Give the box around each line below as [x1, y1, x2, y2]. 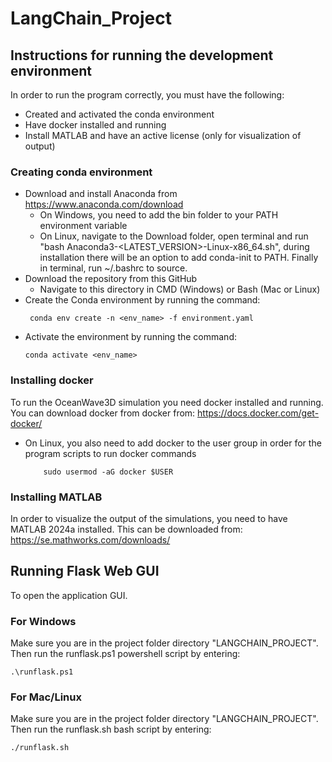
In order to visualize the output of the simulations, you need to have [10, 512, 288, 524]
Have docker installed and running [24, 119, 167, 131]
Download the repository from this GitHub [24, 273, 198, 285]
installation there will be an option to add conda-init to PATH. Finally [39, 252, 319, 264]
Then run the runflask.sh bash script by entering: [10, 723, 212, 736]
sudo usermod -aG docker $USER [43, 467, 174, 477]
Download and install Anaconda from [24, 188, 178, 200]
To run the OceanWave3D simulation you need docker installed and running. [10, 396, 324, 408]
